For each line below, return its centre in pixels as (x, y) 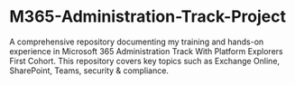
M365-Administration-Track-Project (148, 17)
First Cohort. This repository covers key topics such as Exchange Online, (145, 61)
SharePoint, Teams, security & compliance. (89, 71)
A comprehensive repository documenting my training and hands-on (137, 42)
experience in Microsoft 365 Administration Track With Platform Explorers (146, 51)
